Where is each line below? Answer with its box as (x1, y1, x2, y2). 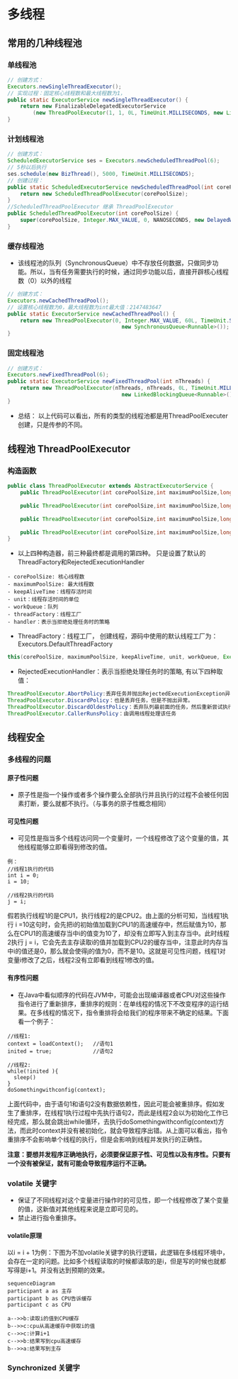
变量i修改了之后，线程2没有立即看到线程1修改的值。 (7, 956, 158, 964)
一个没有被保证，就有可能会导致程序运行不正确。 (7, 1159, 150, 1167)
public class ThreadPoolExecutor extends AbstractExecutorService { (7, 483, 214, 490)
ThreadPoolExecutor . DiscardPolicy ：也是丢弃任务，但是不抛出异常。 (7, 697, 193, 704)
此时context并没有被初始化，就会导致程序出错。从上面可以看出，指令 (25, 1126, 228, 1134)
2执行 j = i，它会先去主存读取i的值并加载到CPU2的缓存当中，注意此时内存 (7, 938, 222, 947)
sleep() (13, 1073, 37, 1081)
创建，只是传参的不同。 (17, 420, 86, 429)
